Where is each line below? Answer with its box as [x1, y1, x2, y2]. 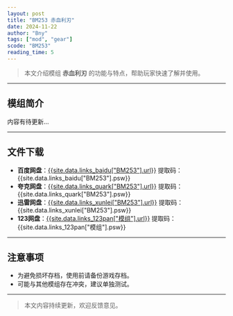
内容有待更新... [7, 117, 50, 126]
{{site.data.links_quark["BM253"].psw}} [17, 190, 131, 198]
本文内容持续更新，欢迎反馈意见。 [24, 301, 122, 310]
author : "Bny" [7, 29, 49, 37]
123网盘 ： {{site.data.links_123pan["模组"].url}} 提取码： [17, 214, 177, 222]
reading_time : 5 [7, 49, 54, 56]
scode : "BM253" [7, 42, 51, 49]
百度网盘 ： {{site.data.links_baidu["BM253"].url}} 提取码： [17, 166, 182, 174]
